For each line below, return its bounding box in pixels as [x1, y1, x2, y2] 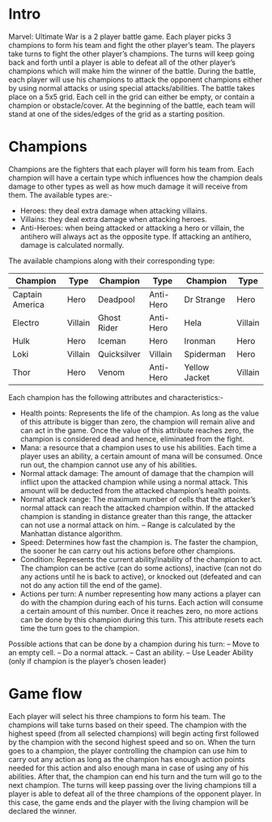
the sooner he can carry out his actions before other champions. [19, 546, 236, 556]
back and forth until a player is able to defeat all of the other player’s [8, 57, 236, 67]
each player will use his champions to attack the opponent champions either [8, 75, 263, 84]
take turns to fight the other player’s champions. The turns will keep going [8, 49, 255, 58]
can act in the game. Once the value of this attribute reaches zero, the [19, 425, 254, 435]
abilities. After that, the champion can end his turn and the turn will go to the [8, 771, 262, 782]
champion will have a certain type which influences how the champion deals [8, 172, 263, 182]
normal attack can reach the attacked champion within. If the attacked [19, 503, 254, 513]
